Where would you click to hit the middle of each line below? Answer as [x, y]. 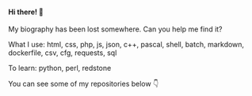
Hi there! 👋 [26, 12]
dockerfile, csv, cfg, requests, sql [63, 53]
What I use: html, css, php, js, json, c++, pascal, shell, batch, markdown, [126, 45]
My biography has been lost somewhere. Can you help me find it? [116, 29]
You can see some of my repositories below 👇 [84, 84]
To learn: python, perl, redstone [60, 68]
